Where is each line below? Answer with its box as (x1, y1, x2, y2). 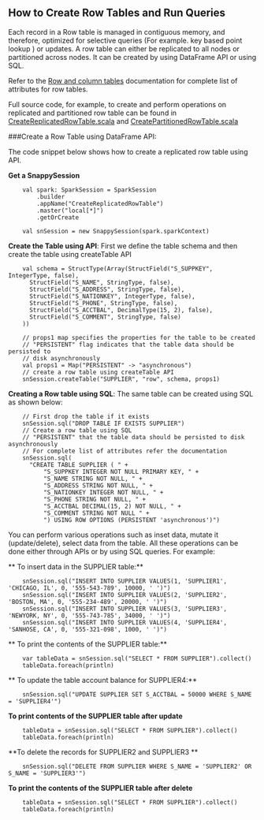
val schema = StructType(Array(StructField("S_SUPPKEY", (22, 264, 214, 273)
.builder (36, 192, 65, 200)
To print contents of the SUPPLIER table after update (8, 711, 183, 721)
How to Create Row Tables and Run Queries (8, 6, 226, 20)
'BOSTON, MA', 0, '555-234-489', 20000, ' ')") (8, 598, 168, 606)
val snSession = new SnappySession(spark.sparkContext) (22, 227, 210, 235)
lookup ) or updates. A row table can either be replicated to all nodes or (8, 43, 240, 54)
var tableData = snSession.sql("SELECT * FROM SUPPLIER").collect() (22, 654, 252, 662)
